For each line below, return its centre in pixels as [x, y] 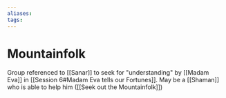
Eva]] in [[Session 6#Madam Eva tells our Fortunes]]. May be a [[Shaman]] [113, 80]
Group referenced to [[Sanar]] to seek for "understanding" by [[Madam [108, 73]
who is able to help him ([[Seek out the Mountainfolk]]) [85, 87]
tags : [15, 20]
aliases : [20, 13]
